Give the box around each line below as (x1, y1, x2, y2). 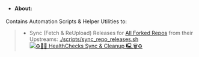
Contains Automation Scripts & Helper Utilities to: (5, 18, 127, 25)
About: (14, 5, 32, 12)
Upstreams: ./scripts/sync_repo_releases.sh (29, 36, 139, 43)
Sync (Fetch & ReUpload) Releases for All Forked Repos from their (29, 30, 194, 37)
